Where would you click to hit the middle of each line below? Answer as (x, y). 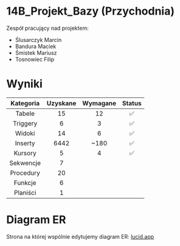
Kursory (25, 153)
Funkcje (25, 183)
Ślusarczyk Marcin (38, 40)
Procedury (25, 173)
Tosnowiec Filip (35, 59)
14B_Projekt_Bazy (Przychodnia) (91, 11)
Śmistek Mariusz (36, 52)
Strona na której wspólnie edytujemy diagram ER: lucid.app (80, 236)
